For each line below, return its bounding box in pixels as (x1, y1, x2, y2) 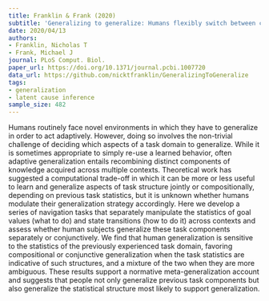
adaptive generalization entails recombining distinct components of (8, 156, 231, 166)
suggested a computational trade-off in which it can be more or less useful (8, 173, 255, 184)
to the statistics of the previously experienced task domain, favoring (8, 241, 233, 251)
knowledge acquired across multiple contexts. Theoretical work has (8, 165, 232, 175)
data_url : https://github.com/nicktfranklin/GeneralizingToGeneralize (8, 71, 249, 79)
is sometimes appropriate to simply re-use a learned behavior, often (8, 149, 232, 158)
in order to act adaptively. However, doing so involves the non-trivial (8, 131, 234, 141)
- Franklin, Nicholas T (8, 42, 88, 50)
